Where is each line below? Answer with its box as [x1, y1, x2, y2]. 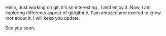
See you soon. [5, 25, 36, 31]
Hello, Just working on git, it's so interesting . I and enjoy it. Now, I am [5, 5, 151, 10]
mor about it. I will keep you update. [5, 15, 80, 21]
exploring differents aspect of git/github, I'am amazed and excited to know [5, 10, 161, 16]
